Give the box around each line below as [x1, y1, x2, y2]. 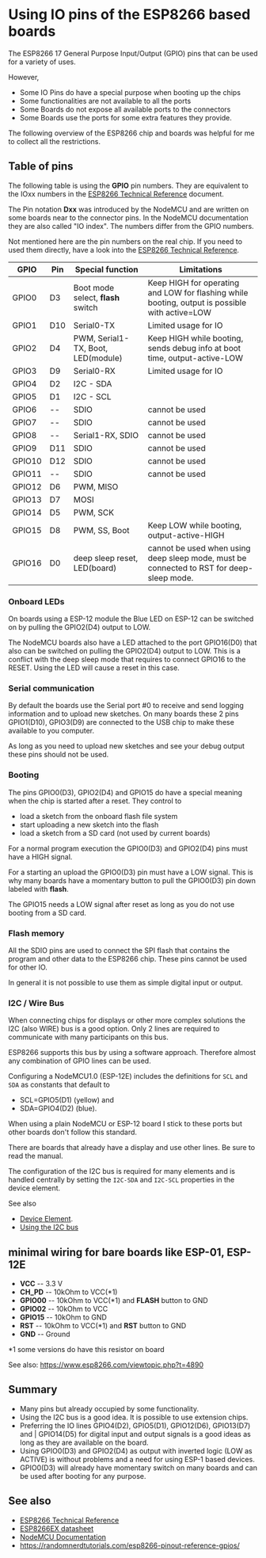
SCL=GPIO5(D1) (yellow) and [19, 1095, 115, 1105]
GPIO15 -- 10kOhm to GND [19, 1312, 107, 1322]
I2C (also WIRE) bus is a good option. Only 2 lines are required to [8, 1024, 220, 1034]
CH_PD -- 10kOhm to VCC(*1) [19, 1287, 118, 1297]
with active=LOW [147, 307, 212, 318]
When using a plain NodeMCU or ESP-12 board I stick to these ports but [8, 1119, 243, 1129]
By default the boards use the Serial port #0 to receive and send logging [8, 701, 244, 710]
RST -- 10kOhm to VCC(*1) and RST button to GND [19, 1321, 187, 1331]
